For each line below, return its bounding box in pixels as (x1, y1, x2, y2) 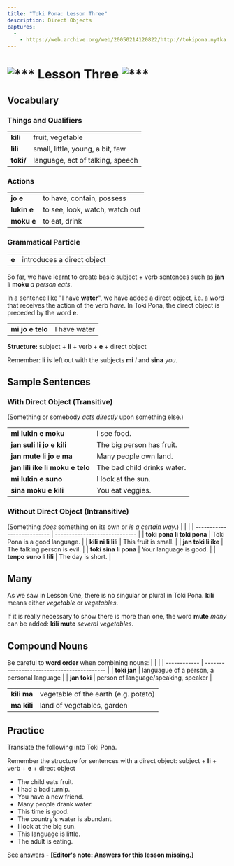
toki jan (115, 666, 137, 675)
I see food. (96, 429, 131, 439)
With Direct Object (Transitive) (7, 397, 113, 406)
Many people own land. (96, 451, 173, 461)
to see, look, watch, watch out (43, 205, 141, 214)
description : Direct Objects (7, 17, 92, 24)
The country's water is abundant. (17, 815, 113, 823)
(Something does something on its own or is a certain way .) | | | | (7, 523, 194, 531)
